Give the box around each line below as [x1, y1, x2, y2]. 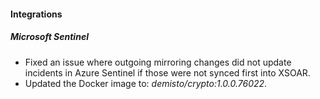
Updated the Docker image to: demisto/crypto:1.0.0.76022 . [24, 77, 268, 89]
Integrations [10, 8, 63, 20]
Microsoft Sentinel [10, 31, 89, 43]
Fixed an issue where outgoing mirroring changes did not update [24, 56, 292, 68]
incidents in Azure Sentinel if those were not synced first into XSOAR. [24, 66, 311, 79]
